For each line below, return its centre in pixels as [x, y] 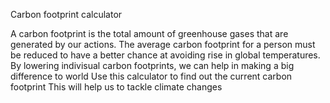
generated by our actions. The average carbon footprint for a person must [163, 44]
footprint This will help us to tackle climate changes [116, 87]
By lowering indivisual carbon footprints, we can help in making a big [152, 65]
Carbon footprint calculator [66, 14]
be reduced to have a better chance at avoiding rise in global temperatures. [165, 55]
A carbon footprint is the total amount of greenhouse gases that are [149, 33]
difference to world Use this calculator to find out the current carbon [151, 76]
